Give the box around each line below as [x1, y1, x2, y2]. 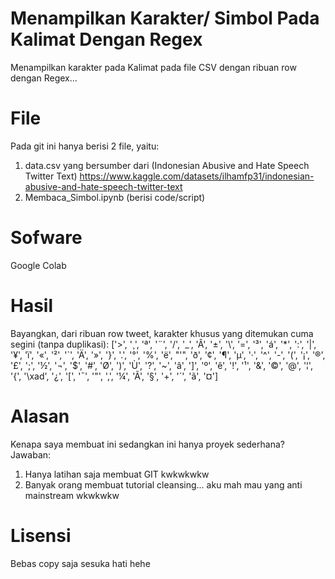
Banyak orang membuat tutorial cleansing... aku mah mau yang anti [24, 478, 303, 491]
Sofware [10, 227, 83, 249]
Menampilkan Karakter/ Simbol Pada [10, 7, 320, 30]
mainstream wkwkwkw [24, 489, 120, 501]
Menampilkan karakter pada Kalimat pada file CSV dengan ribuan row [10, 61, 297, 73]
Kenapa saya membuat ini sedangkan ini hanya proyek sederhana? [10, 438, 285, 450]
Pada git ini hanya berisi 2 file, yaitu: [10, 140, 160, 152]
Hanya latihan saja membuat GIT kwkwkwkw [24, 468, 210, 480]
